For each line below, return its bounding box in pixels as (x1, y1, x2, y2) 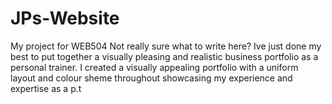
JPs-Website (10, 7, 120, 30)
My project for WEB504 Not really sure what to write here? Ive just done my (10, 40, 322, 52)
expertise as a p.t (10, 82, 82, 94)
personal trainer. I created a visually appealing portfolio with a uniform (10, 61, 299, 73)
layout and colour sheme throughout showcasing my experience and (10, 72, 293, 84)
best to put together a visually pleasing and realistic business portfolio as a (10, 50, 319, 62)
